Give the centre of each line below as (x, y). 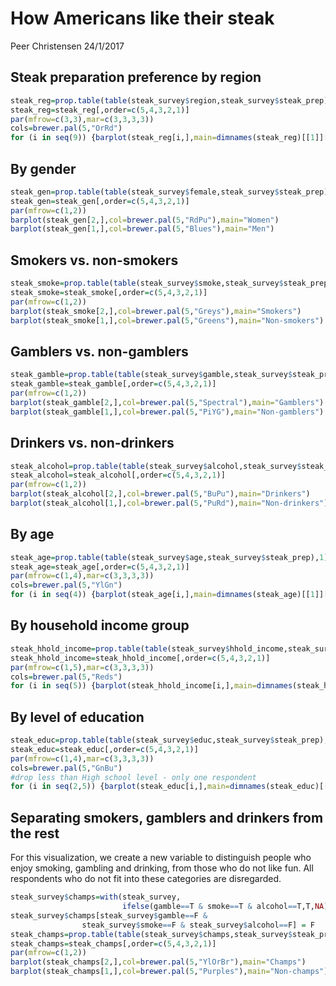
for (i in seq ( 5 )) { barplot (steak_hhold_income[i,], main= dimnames (151, 686)
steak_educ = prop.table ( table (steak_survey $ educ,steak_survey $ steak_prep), (169, 740)
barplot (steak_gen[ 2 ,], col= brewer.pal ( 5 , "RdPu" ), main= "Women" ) (145, 220)
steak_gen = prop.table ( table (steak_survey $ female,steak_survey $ (145, 192)
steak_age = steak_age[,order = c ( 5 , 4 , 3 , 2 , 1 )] (100, 567)
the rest (35, 833)
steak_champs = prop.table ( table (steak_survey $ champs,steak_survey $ (151, 934)
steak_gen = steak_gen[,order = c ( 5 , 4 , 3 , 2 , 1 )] (100, 201)
